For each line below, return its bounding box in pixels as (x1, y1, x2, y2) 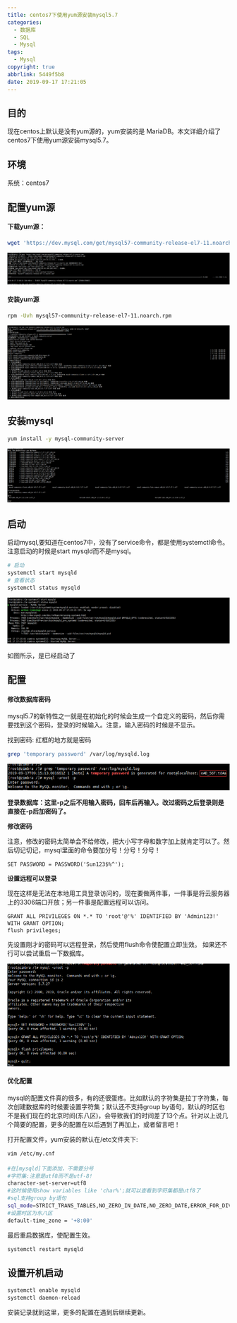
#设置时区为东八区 (7, 1209, 53, 1216)
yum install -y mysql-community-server (7, 435, 125, 442)
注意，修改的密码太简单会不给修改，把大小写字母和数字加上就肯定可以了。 (7, 837, 224, 846)
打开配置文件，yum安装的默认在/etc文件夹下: (7, 1135, 139, 1143)
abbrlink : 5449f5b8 (7, 71, 65, 78)
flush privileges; (7, 927, 61, 934)
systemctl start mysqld (7, 569, 78, 576)
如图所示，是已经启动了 (7, 651, 75, 660)
